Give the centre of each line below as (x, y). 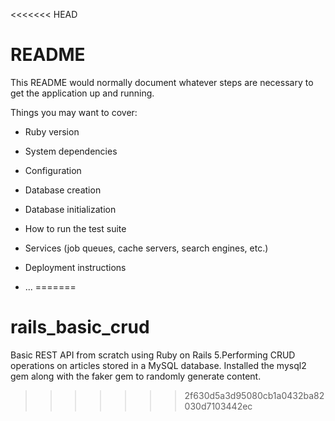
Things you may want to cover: (74, 112)
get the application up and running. (82, 93)
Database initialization (70, 209)
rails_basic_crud (80, 327)
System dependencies (71, 151)
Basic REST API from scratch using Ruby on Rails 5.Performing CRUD (153, 355)
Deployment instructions (75, 267)
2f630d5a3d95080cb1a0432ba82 (254, 395)
